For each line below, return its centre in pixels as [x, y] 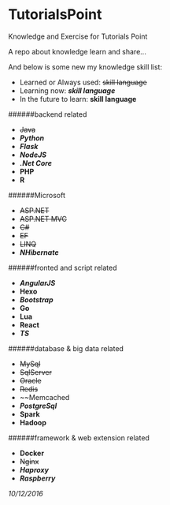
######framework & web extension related [79, 438]
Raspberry [37, 478]
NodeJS [33, 155]
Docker [32, 453]
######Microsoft [37, 195]
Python [32, 138]
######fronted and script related [63, 267]
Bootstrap [36, 299]
